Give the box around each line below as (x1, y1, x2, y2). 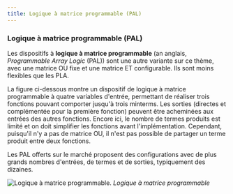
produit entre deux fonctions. (7, 137, 91, 145)
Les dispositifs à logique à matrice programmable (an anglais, (7, 49, 187, 57)
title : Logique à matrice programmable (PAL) (7, 10, 142, 17)
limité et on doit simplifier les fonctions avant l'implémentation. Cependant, (7, 121, 222, 130)
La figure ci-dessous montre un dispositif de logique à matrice (7, 84, 186, 93)
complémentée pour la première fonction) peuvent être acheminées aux (7, 107, 214, 115)
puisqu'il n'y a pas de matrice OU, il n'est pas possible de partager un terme (7, 129, 226, 137)
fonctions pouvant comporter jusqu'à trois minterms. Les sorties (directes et (7, 99, 227, 108)
